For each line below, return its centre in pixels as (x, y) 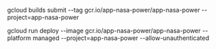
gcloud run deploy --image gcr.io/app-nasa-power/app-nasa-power (104, 31)
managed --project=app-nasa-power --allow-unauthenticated (120, 38)
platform (19, 38)
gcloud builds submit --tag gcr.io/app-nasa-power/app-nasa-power (104, 10)
